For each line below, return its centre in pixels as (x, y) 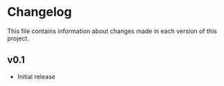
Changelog (40, 12)
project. (18, 38)
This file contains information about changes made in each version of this (112, 31)
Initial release (36, 76)
